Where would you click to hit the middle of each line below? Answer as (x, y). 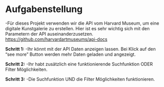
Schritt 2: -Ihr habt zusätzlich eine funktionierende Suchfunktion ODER (79, 64)
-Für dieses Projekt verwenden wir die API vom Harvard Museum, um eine (82, 23)
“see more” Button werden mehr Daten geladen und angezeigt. (71, 54)
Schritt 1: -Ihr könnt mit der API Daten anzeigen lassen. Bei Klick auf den (80, 49)
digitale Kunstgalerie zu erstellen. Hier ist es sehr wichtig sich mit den (77, 28)
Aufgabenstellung (44, 9)
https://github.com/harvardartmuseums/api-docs (56, 39)
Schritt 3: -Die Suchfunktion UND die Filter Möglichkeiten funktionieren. (80, 79)
